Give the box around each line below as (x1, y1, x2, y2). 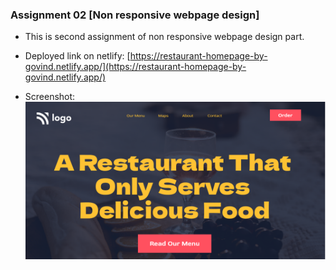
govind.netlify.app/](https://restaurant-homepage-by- (24, 61, 247, 73)
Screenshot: (24, 91, 76, 103)
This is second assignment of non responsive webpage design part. (24, 31, 305, 43)
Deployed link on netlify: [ (24, 50, 131, 62)
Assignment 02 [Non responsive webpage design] (10, 8, 260, 22)
